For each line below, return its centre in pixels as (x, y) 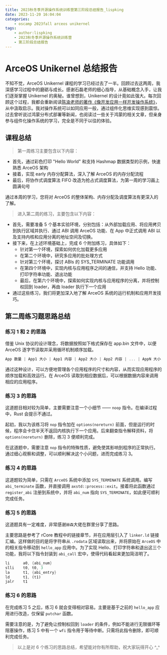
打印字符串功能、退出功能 (46, 274)
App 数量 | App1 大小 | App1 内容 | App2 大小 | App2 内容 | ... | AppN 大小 (83, 359)
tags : (11, 28)
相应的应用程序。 (23, 382)
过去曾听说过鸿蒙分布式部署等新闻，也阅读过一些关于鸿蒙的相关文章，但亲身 (83, 114)
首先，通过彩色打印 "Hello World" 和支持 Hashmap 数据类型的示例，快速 (86, 161)
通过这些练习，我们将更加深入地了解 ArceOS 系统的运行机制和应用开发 (85, 293)
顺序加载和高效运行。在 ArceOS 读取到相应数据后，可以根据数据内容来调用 (82, 376)
